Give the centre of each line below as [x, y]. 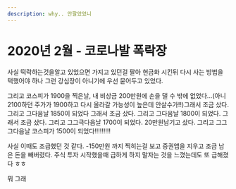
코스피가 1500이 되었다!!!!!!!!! [71, 130]
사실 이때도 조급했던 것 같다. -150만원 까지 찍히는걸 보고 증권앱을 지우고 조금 [112, 146]
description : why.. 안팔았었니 [49, 14]
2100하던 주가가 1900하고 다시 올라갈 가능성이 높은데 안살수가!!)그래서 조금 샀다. [118, 104]
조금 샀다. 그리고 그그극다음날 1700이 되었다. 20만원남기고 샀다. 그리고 [117, 122]
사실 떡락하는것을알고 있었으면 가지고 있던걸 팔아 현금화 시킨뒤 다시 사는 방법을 [116, 72]
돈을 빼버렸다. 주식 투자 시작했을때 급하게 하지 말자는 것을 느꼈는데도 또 [112, 154]
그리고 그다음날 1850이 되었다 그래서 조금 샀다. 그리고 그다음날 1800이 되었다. [114, 113]
